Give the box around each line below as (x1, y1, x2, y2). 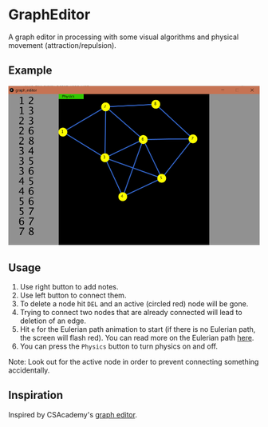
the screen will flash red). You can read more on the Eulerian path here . (19, 333, 254, 343)
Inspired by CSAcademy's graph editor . (8, 409, 138, 419)
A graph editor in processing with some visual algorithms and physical (8, 32, 239, 42)
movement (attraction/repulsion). (8, 40, 117, 50)
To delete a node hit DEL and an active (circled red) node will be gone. (19, 299, 249, 309)
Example (8, 64, 53, 78)
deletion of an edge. (19, 316, 86, 325)
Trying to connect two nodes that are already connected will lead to (19, 308, 242, 317)
